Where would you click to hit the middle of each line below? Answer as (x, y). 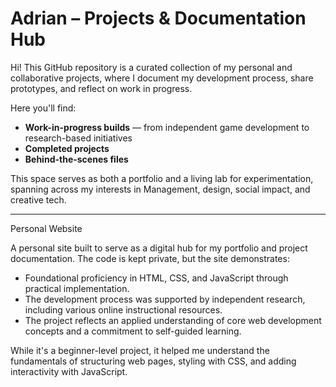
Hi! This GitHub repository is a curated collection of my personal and (151, 67)
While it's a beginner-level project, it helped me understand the (140, 350)
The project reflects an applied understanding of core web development (173, 320)
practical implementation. (77, 288)
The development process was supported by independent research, (165, 299)
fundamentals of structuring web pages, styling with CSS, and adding (153, 361)
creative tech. (38, 199)
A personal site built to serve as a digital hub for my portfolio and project (159, 248)
